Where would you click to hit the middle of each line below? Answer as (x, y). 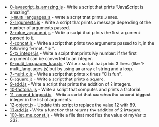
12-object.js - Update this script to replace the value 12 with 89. (73, 105)
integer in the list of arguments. (41, 100)
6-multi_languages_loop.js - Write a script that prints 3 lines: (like (74, 63)
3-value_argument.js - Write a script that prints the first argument (75, 33)
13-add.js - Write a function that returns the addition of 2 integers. (75, 110)
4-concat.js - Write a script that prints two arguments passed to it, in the (82, 43)
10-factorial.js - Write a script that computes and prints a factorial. (75, 89)
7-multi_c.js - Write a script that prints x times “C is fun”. (66, 74)
